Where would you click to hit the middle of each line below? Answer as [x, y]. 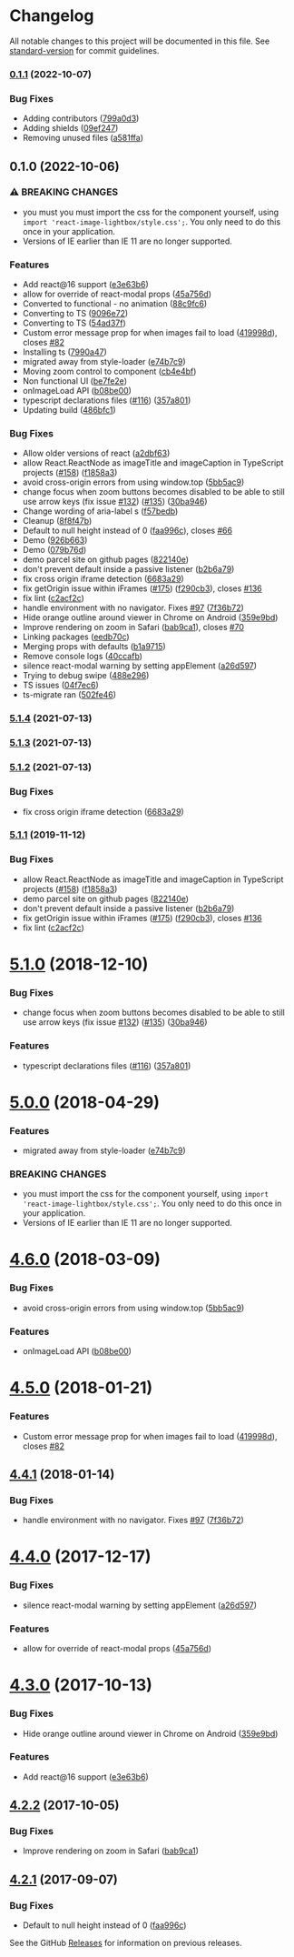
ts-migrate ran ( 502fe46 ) [69, 695]
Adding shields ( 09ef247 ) [70, 128]
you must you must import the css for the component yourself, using [151, 212]
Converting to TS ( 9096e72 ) [75, 314]
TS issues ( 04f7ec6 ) [61, 685]
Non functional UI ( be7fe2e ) [74, 381]
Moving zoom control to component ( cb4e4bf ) [109, 371]
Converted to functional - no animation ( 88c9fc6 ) [115, 304]
